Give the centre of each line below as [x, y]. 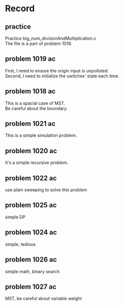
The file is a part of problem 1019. [39, 44]
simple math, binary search [32, 271]
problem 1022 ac [31, 178]
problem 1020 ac [31, 151]
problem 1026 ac [31, 260]
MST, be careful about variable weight [43, 299]
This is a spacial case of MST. [35, 103]
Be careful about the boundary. [36, 108]
